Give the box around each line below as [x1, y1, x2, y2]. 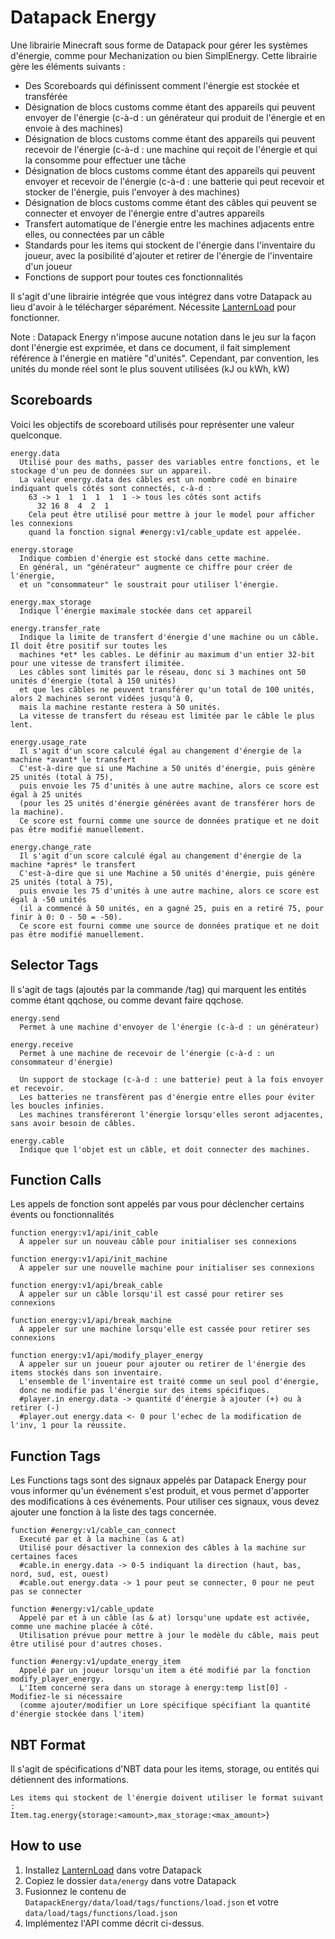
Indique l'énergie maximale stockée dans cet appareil [19, 606, 253, 616]
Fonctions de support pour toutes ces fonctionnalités [24, 271, 243, 283]
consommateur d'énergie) [10, 1057, 114, 1067]
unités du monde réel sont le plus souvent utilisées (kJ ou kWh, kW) [10, 362, 290, 375]
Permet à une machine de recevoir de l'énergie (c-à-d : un [19, 1048, 275, 1058]
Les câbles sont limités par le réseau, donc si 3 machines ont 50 [19, 667, 307, 677]
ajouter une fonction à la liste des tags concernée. [10, 1506, 217, 1518]
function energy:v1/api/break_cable [10, 1281, 163, 1291]
